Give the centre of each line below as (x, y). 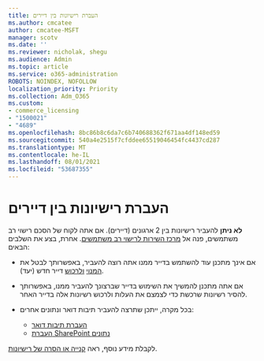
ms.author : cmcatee (40, 23)
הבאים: (19, 247)
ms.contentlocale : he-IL (49, 154)
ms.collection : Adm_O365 (49, 96)
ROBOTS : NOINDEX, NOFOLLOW (52, 81)
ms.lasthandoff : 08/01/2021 (54, 162)
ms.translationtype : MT (47, 147)
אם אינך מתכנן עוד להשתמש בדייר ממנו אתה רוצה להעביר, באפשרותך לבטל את (138, 262)
